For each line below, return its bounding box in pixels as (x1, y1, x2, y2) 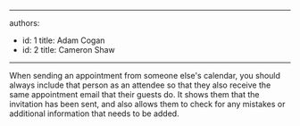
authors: (9, 18, 40, 28)
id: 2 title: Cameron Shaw (21, 45, 116, 55)
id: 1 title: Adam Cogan (21, 35, 105, 46)
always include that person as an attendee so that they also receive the (9, 80, 271, 90)
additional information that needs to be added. (9, 108, 180, 119)
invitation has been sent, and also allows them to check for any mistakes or (9, 99, 286, 109)
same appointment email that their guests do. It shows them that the (9, 89, 261, 99)
